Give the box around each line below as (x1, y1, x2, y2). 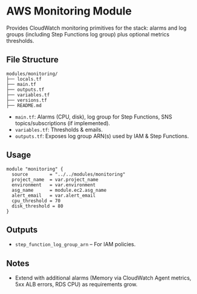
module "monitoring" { (6, 166, 63, 172)
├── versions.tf (6, 97, 47, 103)
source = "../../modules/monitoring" (11, 171, 126, 177)
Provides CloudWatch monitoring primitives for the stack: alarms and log (6, 24, 187, 31)
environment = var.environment (11, 181, 96, 188)
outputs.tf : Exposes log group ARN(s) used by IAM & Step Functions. (15, 132, 189, 140)
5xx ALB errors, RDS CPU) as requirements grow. (15, 281, 138, 288)
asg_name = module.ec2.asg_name (11, 187, 107, 193)
